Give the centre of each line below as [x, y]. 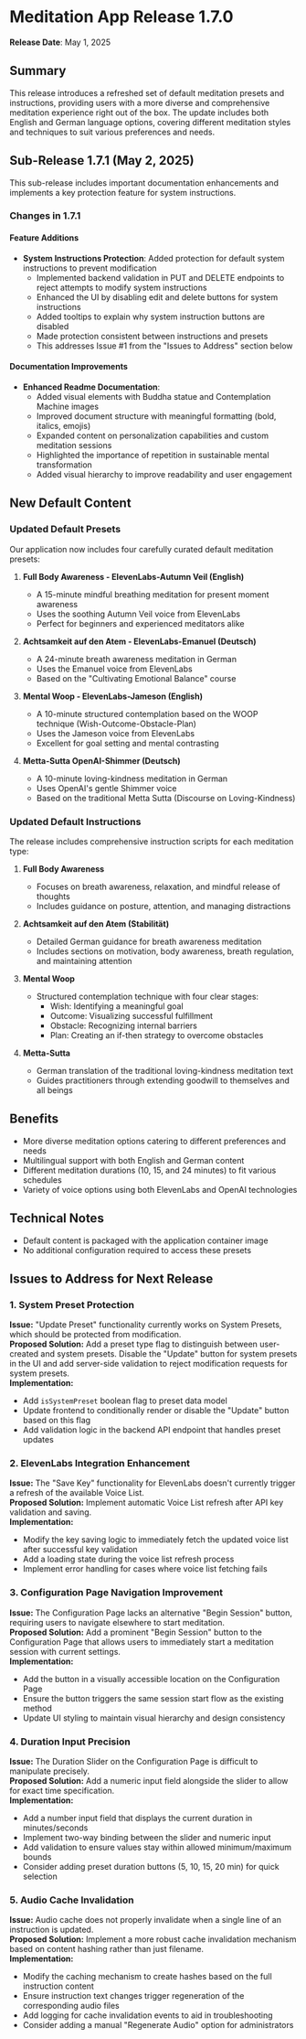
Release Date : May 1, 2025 [60, 42]
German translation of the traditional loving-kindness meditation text [165, 1070]
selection [40, 1876]
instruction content [58, 1986]
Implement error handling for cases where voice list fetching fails [145, 1569]
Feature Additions [44, 238]
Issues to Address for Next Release [111, 1278]
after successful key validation [80, 1550]
